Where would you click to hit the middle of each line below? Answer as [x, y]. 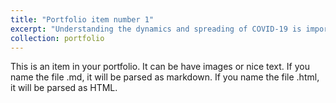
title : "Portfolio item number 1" [82, 19]
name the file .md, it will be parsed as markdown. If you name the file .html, [165, 77]
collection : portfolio [57, 38]
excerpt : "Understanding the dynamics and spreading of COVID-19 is [156, 29]
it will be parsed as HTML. [64, 88]
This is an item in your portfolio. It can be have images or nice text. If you [160, 67]
